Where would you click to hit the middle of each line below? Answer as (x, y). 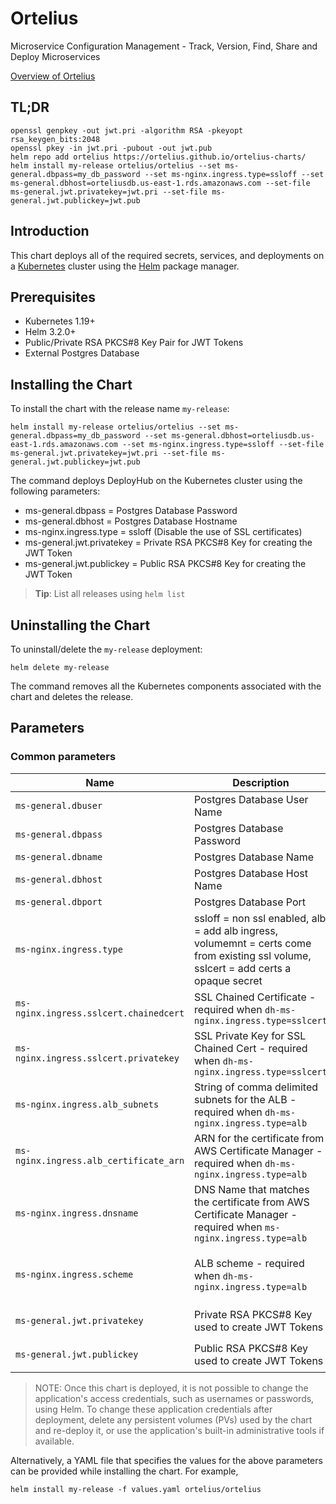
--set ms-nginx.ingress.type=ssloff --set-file (223, 445)
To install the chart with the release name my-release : (120, 409)
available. (54, 1441)
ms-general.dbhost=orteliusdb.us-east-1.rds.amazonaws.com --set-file (160, 183)
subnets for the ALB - (245, 1099)
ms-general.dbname (59, 856)
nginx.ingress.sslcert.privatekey (97, 1058)
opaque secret (228, 980)
